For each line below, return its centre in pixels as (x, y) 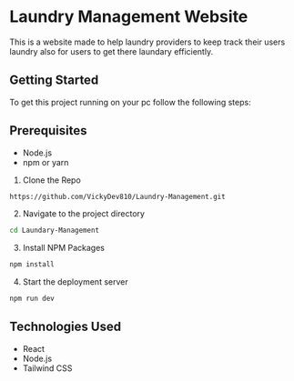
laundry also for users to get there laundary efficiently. (112, 51)
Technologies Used (65, 327)
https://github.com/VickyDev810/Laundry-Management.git (117, 196)
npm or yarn (46, 162)
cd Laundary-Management (55, 231)
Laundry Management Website (129, 17)
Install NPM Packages (64, 248)
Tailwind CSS (47, 368)
